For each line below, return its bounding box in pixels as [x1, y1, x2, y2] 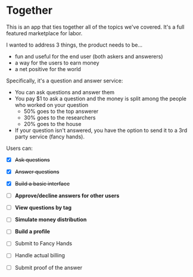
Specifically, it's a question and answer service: [6, 77, 123, 84]
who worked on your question [14, 101, 89, 108]
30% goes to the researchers [23, 114, 96, 121]
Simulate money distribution [14, 216, 87, 223]
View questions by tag [14, 204, 71, 211]
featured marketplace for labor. [6, 29, 83, 36]
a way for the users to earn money [14, 59, 99, 66]
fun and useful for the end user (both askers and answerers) [14, 53, 163, 60]
